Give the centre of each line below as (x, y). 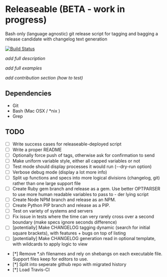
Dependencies (28, 93)
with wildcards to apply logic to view (50, 244)
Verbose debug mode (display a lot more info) (60, 172)
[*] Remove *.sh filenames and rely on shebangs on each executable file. (87, 254)
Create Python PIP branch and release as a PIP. (61, 205)
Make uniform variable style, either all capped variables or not (76, 160)
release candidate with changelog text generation (56, 39)
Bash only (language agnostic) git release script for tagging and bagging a (82, 33)
